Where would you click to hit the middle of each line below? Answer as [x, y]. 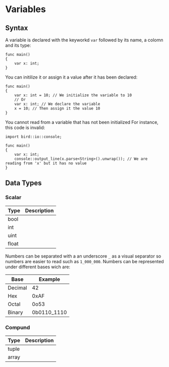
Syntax [17, 28]
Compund [18, 327]
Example [49, 279]
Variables [26, 9]
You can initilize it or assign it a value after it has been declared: [71, 77]
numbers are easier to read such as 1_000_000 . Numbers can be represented [84, 261]
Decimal [17, 287]
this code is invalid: [25, 128]
